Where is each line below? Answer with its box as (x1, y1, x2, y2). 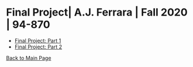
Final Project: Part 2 (14, 43, 63, 50)
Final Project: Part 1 (14, 37, 61, 44)
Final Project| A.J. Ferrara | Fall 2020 (6, 6, 188, 19)
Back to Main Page (6, 54, 51, 61)
